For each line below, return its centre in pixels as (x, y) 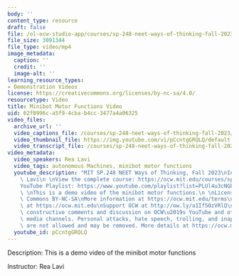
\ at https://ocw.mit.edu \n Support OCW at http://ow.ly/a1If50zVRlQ (124, 206)
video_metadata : (31, 153)
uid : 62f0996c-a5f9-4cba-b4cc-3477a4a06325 (73, 113)
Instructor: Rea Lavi (36, 266)
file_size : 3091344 (36, 41)
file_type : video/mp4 (39, 47)
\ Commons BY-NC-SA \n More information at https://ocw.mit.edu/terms (124, 199)
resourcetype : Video (38, 100)
